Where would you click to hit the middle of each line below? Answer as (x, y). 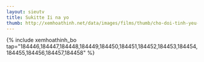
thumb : (15, 23)
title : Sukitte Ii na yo (38, 17)
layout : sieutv (25, 12)
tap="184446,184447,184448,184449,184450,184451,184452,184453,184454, (102, 46)
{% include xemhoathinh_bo (42, 40)
